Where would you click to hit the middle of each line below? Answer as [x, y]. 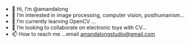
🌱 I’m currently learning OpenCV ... [54, 21]
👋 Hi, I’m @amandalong [40, 9]
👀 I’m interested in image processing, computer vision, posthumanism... [98, 15]
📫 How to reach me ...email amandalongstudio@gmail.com [83, 34]
